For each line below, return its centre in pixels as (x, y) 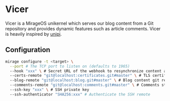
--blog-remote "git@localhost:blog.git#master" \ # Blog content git (84, 80)
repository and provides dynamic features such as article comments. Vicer (83, 28)
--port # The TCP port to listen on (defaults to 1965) (70, 66)
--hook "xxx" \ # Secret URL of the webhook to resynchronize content (86, 71)
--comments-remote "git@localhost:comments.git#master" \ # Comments (84, 85)
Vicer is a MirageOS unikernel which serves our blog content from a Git (79, 23)
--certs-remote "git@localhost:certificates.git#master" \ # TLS (80, 76)
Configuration (28, 50)
